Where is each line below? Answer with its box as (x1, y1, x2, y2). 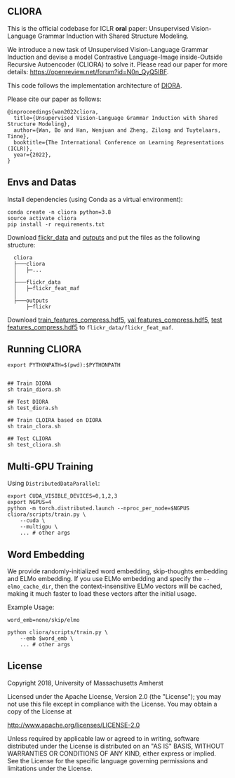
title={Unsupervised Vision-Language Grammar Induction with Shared (13, 114, 218, 121)
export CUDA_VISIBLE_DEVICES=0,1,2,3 (7, 493, 118, 500)
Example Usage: (7, 603, 55, 612)
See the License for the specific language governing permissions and (7, 756, 208, 765)
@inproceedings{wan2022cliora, (7, 108, 99, 115)
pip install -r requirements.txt (7, 221, 105, 228)
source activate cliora (7, 214, 77, 221)
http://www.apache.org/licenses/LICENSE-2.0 (7, 721, 140, 729)
